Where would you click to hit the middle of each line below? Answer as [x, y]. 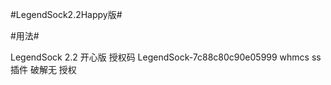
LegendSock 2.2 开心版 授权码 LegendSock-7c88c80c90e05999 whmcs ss [166, 57]
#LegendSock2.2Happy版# [66, 14]
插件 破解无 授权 [43, 69]
